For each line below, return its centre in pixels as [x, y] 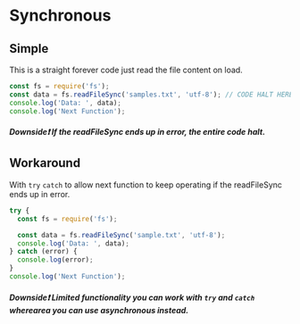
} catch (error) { [43, 252]
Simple [29, 49]
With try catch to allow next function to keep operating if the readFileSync [146, 185]
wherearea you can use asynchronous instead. [99, 310]
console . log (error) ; [55, 260]
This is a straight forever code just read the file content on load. [126, 70]
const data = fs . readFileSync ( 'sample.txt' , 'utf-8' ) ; [121, 235]
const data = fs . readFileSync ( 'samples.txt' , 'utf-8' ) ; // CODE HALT [142, 95]
